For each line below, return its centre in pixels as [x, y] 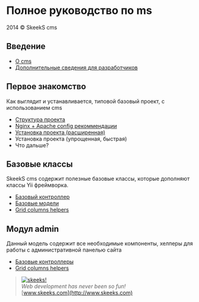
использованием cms [34, 107]
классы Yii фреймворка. [37, 185]
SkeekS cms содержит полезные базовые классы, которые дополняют [98, 179]
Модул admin [33, 229]
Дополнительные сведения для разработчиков [76, 67]
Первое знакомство [46, 86]
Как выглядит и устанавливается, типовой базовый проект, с [86, 101]
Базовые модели [37, 203]
